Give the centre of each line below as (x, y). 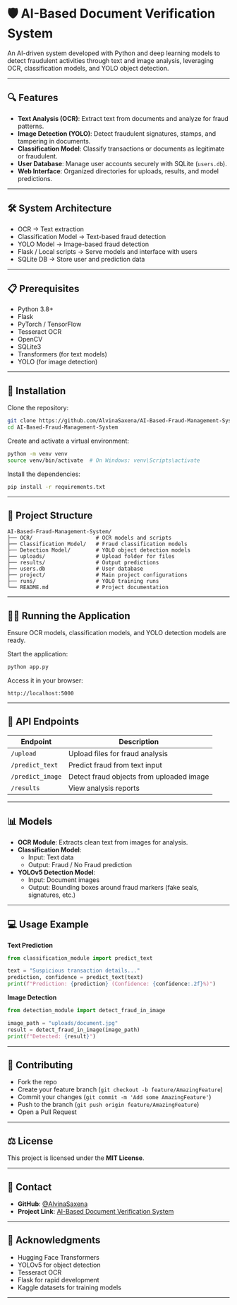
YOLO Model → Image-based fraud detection (83, 244)
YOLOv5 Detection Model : (56, 872)
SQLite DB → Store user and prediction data (81, 259)
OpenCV (30, 340)
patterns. (31, 126)
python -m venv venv (38, 453)
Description (139, 741)
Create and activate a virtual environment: (68, 441)
